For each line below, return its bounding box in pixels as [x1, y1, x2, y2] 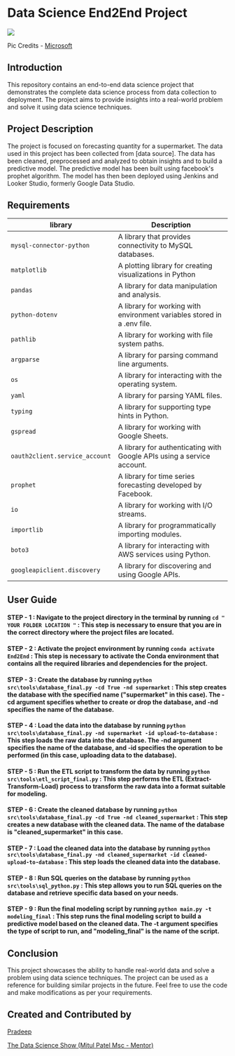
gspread [10, 428, 36, 436]
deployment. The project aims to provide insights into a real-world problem [7, 95, 223, 103]
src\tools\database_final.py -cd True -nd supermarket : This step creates [7, 682, 227, 691]
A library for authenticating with [117, 442, 222, 452]
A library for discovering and [117, 561, 212, 571]
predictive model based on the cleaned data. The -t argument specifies [7, 920, 218, 928]
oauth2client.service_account [10, 452, 112, 461]
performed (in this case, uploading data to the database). [7, 751, 177, 760]
